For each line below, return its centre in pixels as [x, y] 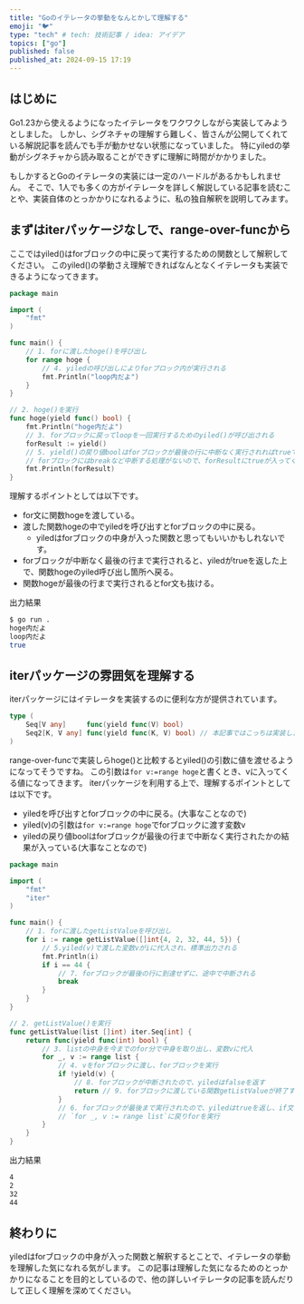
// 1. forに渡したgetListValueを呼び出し [99, 931]
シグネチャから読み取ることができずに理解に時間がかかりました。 [148, 156]
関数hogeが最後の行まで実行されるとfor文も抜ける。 [120, 583]
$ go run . [30, 620]
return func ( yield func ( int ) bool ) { [97, 1040]
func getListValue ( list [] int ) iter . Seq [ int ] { [101, 1032]
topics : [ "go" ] [38, 43]
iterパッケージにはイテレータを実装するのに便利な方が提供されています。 [146, 699]
